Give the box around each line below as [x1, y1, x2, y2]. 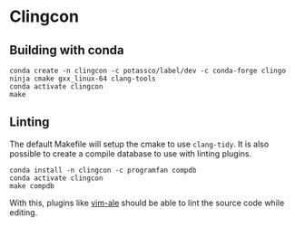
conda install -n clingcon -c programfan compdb [9, 166, 197, 175]
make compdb [9, 181, 54, 191]
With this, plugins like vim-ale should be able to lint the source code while [9, 197, 285, 208]
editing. [9, 206, 38, 218]
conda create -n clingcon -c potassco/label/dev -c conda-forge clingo [9, 66, 286, 75]
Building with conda [9, 43, 124, 58]
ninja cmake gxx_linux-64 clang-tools [9, 74, 156, 83]
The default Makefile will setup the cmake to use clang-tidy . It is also [9, 138, 270, 149]
